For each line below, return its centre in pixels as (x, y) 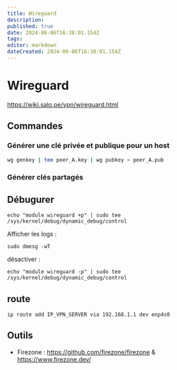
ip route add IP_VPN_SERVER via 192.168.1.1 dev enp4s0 (88, 314)
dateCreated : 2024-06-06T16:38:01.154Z (64, 52)
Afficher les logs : (32, 234)
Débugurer (31, 199)
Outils (20, 335)
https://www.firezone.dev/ (54, 359)
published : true (30, 26)
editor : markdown (32, 45)
